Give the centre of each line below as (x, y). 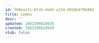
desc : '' (14, 19)
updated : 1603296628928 (30, 23)
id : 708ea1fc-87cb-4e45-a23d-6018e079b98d (49, 10)
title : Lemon (19, 14)
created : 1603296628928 (30, 28)
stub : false (17, 33)
